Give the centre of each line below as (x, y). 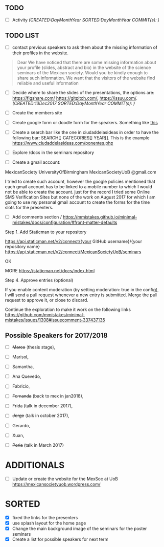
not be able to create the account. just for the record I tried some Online (78, 192)
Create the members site (37, 112)
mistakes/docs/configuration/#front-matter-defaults (65, 222)
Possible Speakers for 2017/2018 (56, 335)
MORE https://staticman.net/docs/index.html (50, 271)
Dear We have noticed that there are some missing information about (87, 62)
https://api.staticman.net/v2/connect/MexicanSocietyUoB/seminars (73, 252)
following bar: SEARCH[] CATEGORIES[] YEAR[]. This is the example (81, 138)
